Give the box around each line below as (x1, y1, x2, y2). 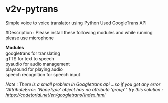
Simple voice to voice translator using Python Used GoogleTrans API (5, 20, 147, 26)
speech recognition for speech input (5, 71, 80, 77)
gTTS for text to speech (5, 55, 54, 61)
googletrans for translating (5, 50, 60, 56)
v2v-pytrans (5, 3, 59, 15)
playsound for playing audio (5, 66, 63, 72)
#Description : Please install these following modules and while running (5, 29, 153, 35)
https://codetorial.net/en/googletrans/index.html (5, 92, 106, 98)
